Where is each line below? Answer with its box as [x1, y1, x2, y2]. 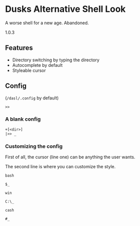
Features [5, 44, 33, 52]
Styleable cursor [12, 67, 46, 73]
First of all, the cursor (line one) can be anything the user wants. [5, 154, 136, 160]
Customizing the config [5, 142, 63, 149]
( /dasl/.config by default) [5, 95, 59, 101]
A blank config [5, 116, 41, 123]
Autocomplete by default [12, 62, 63, 68]
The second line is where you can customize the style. [5, 164, 116, 170]
